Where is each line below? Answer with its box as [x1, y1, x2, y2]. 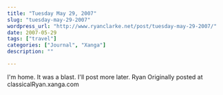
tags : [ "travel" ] [7, 36, 57, 42]
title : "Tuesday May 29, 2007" [7, 10, 97, 17]
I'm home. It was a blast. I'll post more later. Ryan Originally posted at [7, 72, 203, 81]
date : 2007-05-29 [7, 29, 57, 36]
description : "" [7, 49, 54, 55]
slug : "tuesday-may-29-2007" [7, 16, 91, 23]
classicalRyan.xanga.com [7, 80, 79, 88]
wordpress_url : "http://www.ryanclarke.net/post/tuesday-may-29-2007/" [7, 23, 217, 29]
